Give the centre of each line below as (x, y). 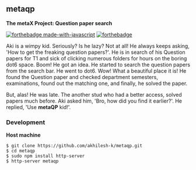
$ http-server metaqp (32, 161)
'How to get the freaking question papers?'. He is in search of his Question (96, 52)
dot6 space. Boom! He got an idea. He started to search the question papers (98, 64)
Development (26, 122)
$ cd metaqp (20, 151)
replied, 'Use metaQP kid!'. (39, 107)
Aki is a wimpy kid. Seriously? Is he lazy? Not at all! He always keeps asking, (98, 46)
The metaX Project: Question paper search (59, 23)
